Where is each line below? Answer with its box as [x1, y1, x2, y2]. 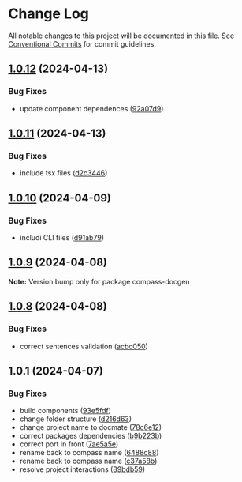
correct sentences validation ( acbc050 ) [19, 341, 148, 351]
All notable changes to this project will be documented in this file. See [8, 31, 235, 40]
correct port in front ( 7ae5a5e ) [19, 439, 119, 449]
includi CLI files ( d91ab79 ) [19, 233, 105, 242]
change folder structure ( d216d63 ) [19, 414, 132, 424]
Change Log [8, 5, 89, 23]
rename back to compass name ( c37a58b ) [19, 456, 158, 466]
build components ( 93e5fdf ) [19, 406, 112, 416]
